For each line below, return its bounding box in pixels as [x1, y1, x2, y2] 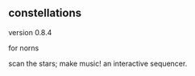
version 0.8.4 [8, 27, 52, 37]
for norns [8, 43, 39, 53]
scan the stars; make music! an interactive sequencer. [8, 58, 188, 68]
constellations [8, 6, 82, 20]
